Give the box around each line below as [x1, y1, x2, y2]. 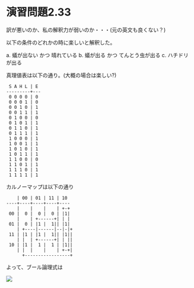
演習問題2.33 [6, 5, 71, 19]
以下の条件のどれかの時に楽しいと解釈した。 [6, 39, 116, 46]
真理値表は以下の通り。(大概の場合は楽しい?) [6, 71, 117, 79]
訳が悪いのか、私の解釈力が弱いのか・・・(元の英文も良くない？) [6, 26, 166, 33]
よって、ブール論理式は [6, 263, 63, 271]
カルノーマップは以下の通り [6, 183, 74, 190]
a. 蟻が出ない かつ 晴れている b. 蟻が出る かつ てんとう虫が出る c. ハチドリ [6, 51, 189, 58]
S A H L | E [8, 83, 39, 89]
